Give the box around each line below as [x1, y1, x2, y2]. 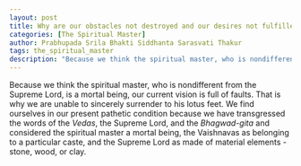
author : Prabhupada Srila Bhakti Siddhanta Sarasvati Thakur [9, 38, 243, 48]
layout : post [9, 13, 58, 22]
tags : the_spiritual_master [9, 47, 115, 56]
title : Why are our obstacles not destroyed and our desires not [9, 22, 258, 31]
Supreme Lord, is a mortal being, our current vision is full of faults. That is [9, 89, 281, 100]
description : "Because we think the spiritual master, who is [9, 55, 246, 64]
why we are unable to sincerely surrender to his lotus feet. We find [9, 99, 255, 109]
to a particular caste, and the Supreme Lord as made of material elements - [9, 136, 287, 147]
